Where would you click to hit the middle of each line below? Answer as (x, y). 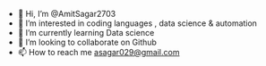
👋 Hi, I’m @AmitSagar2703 (67, 14)
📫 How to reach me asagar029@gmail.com (99, 52)
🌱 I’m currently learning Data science (86, 33)
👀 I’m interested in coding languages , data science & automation (137, 23)
